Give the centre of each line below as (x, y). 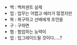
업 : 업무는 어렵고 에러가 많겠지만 (41, 13)
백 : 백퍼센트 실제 (26, 7)
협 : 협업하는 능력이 (28, 32)
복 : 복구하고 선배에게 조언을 (36, 19)
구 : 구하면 (19, 25)
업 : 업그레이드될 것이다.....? (36, 38)
